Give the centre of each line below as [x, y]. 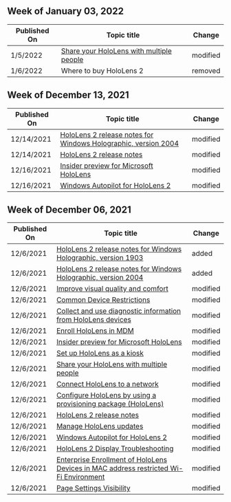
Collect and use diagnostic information [119, 311]
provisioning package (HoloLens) [110, 404]
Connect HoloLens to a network [108, 384]
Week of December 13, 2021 [68, 95]
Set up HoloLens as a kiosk [100, 353]
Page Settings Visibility [93, 488]
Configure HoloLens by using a [106, 395]
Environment [85, 477]
